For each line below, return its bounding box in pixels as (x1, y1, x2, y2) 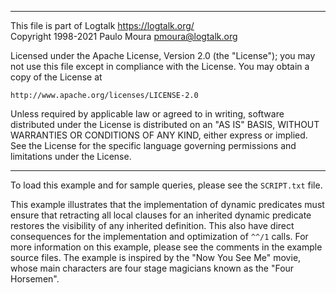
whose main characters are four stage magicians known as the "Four (10, 262, 295, 274)
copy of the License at (10, 71, 103, 83)
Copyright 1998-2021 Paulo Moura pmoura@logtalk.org (10, 31, 238, 42)
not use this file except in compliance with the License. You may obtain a (10, 61, 310, 72)
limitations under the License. (10, 151, 132, 162)
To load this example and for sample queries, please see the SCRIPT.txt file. (10, 179, 323, 191)
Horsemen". (10, 273, 60, 285)
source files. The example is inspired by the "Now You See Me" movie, (10, 252, 302, 263)
